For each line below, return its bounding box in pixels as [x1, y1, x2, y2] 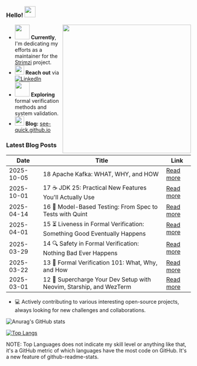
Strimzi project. [14, 59, 52, 66]
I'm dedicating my [14, 40, 59, 47]
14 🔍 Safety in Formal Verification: [43, 239, 140, 247]
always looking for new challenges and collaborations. [14, 306, 146, 314]
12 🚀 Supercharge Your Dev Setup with [43, 275, 151, 283]
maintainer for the [14, 53, 58, 60]
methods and [14, 103, 47, 111]
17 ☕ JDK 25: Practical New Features [43, 183, 147, 192]
